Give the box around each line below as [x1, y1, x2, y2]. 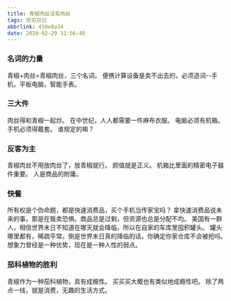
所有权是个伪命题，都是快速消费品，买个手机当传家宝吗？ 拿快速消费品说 [7, 206, 216, 215]
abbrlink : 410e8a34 [7, 23, 64, 30]
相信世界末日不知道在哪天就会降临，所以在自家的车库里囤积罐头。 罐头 [19, 224, 223, 232]
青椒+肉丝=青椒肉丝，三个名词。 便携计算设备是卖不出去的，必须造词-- [7, 71, 212, 79]
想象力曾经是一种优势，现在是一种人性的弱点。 [7, 241, 141, 249]
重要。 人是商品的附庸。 [13, 170, 82, 178]
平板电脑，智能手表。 [19, 79, 81, 88]
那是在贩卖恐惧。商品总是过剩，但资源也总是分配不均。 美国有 [31, 215, 210, 223]
